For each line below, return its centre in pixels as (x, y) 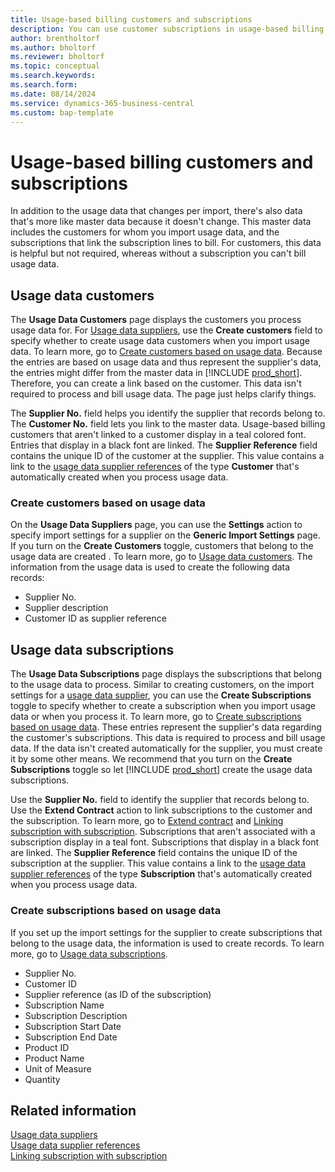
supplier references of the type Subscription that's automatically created (161, 874)
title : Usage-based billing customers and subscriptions (131, 19)
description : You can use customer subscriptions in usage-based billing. (169, 29)
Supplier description (66, 608)
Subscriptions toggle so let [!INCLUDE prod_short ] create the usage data (161, 770)
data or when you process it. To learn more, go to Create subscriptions (156, 717)
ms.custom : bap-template (62, 112)
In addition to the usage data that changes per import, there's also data (156, 211)
